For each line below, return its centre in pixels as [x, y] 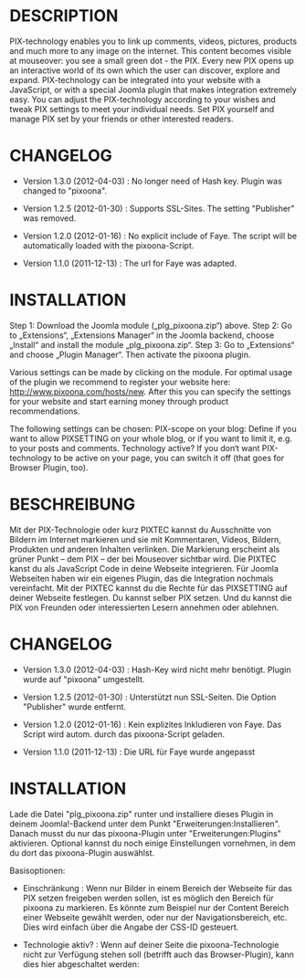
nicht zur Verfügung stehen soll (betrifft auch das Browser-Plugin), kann [158, 954]
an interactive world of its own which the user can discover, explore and [145, 70]
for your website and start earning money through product [119, 401]
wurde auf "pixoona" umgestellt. [84, 679]
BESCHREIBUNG [73, 504]
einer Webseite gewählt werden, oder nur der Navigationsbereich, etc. [155, 917]
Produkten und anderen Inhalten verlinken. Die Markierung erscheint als [145, 549]
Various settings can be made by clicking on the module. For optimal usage [151, 372]
